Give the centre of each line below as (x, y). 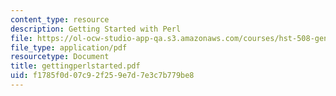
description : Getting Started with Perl (96, 29)
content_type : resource (60, 19)
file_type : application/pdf (69, 47)
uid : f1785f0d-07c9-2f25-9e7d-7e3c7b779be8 (102, 76)
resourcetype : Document (60, 57)
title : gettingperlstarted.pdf (75, 66)
